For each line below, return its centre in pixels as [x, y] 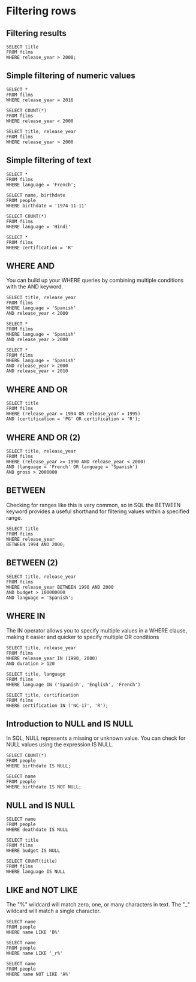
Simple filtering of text [49, 160]
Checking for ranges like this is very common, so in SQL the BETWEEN [94, 505]
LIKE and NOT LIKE [42, 890]
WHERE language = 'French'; [41, 185]
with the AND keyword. [35, 287]
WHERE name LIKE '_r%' [34, 953]
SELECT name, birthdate [36, 195]
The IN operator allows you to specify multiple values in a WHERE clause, [97, 630]
